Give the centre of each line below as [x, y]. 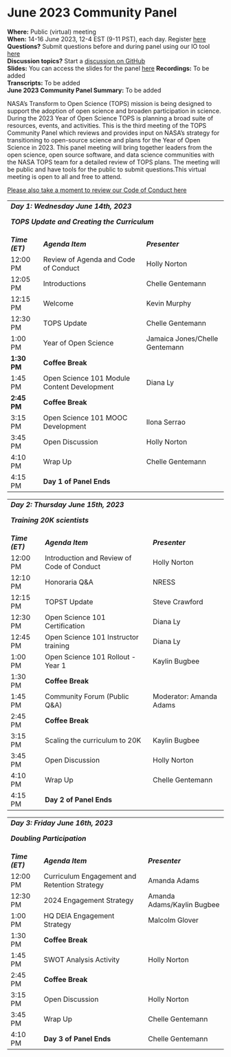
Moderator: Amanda [185, 696]
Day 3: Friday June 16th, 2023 [62, 822]
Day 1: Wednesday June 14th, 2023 [71, 206]
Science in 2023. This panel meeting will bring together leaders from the [110, 147]
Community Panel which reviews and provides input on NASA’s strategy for [113, 133]
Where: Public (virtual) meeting [52, 32]
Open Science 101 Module [87, 378]
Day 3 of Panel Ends [77, 1038]
